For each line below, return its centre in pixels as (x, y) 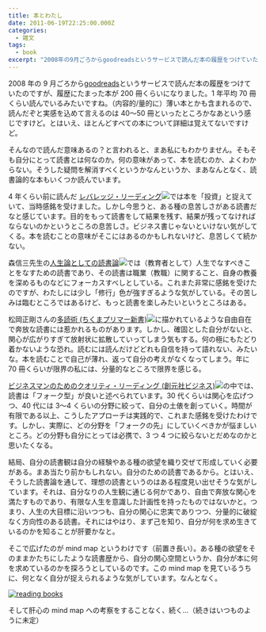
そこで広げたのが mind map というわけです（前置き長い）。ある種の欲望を (129, 548)
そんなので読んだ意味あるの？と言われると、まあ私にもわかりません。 (122, 149)
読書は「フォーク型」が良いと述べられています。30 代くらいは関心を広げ (127, 395)
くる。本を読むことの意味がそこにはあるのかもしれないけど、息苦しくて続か (133, 236)
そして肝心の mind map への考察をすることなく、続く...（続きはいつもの (126, 610)
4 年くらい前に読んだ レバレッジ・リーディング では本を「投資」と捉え (127, 196)
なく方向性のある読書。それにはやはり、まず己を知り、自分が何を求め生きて (133, 521)
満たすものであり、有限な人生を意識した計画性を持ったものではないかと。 (129, 501)
